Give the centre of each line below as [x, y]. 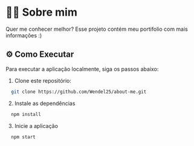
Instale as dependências [45, 103]
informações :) [24, 35]
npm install [26, 114]
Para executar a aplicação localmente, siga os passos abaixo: [82, 69]
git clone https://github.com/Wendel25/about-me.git [79, 92]
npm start [23, 137]
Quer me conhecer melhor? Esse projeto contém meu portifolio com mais [97, 29]
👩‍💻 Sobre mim [42, 12]
